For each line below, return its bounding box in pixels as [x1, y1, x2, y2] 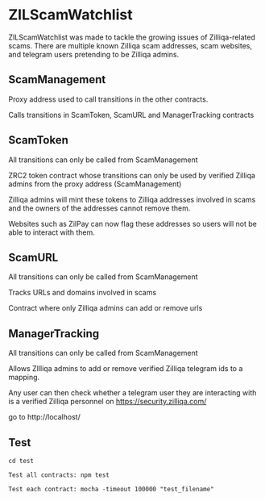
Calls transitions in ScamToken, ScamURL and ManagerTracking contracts [8, 110, 255, 119]
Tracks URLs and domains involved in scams [8, 288, 157, 298]
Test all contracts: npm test [8, 471, 110, 479]
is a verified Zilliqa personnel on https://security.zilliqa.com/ [8, 397, 207, 407]
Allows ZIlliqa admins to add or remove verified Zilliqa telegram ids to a [8, 364, 243, 374]
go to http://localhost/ [8, 412, 81, 422]
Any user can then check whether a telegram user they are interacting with [8, 388, 257, 398]
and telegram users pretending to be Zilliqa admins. [8, 49, 180, 59]
